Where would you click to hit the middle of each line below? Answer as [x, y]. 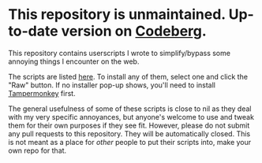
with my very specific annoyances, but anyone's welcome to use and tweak [131, 117]
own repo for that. [37, 150]
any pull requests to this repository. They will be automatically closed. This [129, 133]
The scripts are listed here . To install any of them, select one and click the [128, 76]
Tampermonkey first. [42, 93]
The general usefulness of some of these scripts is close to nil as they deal [130, 109]
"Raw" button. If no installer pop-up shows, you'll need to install [112, 85]
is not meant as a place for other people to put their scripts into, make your [130, 142]
